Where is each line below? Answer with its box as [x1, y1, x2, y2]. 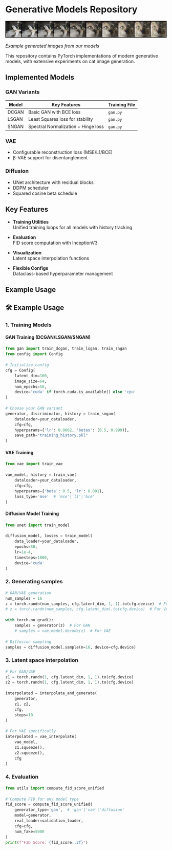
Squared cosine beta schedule [12, 190, 78, 196]
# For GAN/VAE [5, 669, 36, 674]
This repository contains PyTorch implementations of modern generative [5, 52, 158, 59]
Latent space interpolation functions [12, 255, 90, 261]
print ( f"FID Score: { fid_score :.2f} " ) [5, 840, 88, 845]
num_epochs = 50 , [14, 384, 47, 389]
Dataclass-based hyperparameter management [12, 270, 113, 276]
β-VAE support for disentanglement [12, 155, 88, 161]
